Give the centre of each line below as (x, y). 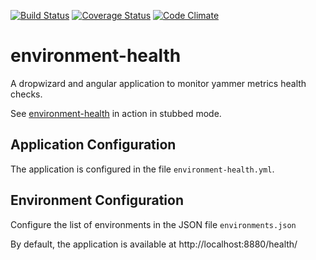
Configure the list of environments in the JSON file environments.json (153, 224)
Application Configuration (93, 145)
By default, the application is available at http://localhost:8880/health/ (154, 244)
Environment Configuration (97, 200)
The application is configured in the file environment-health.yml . (142, 169)
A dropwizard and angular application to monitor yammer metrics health (158, 83)
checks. (26, 94)
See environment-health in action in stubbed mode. (116, 113)
